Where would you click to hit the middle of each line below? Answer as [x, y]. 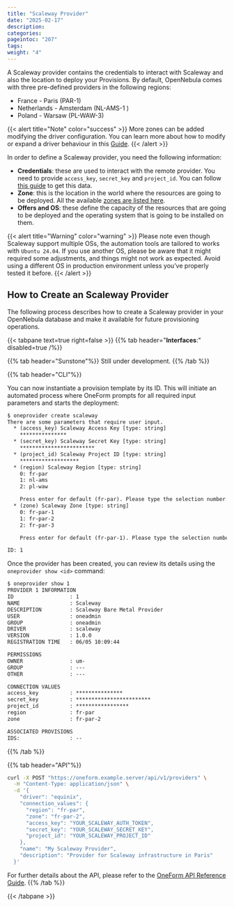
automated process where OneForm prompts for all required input [102, 395]
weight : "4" [24, 53]
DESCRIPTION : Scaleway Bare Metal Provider [85, 610]
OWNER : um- [46, 661]
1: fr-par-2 [37, 519]
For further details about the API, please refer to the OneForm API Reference [117, 875]
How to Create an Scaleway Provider [88, 295]
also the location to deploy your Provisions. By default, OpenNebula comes [115, 79]
